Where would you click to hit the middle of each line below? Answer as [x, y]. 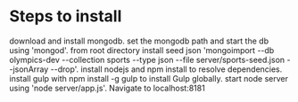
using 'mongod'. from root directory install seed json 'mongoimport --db [142, 50]
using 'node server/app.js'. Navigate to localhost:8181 [107, 88]
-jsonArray [29, 69]
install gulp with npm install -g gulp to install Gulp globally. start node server [149, 78]
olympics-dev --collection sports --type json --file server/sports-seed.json [147, 59]
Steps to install [66, 16]
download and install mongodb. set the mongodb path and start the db [139, 41]
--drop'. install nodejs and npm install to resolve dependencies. [166, 69]
